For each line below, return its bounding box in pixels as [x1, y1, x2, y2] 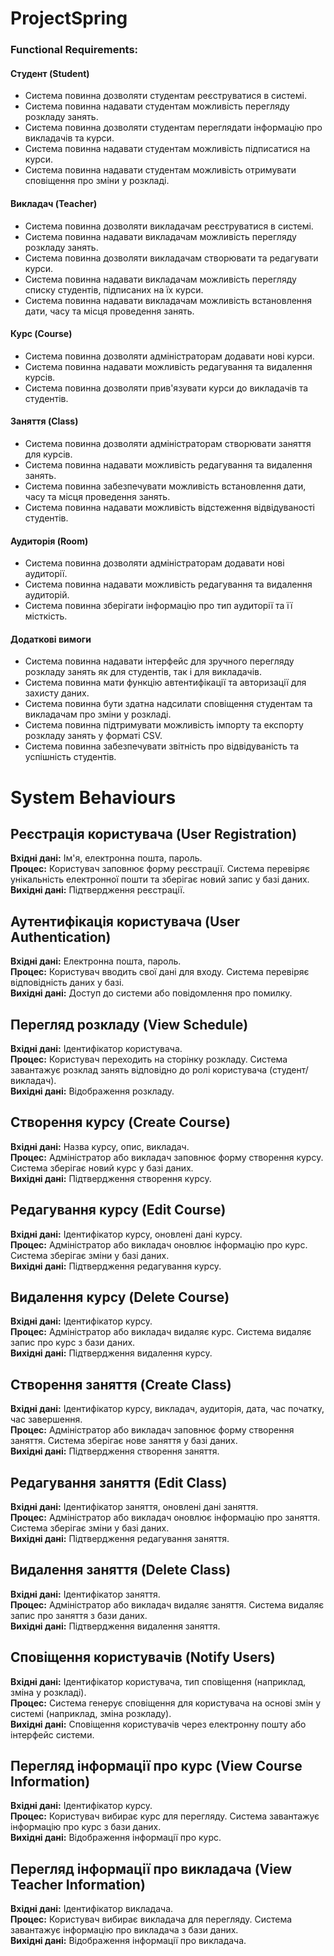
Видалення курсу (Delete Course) [10, 1288, 230, 1306]
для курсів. [24, 448, 73, 460]
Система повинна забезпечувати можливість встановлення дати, [24, 480, 307, 492]
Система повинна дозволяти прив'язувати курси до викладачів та [24, 382, 309, 394]
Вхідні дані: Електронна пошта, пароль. [10, 955, 182, 967]
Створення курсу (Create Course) [10, 1114, 231, 1131]
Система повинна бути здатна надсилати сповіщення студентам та [24, 698, 313, 710]
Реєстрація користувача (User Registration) [10, 825, 298, 842]
